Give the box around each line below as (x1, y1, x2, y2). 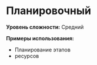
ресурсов (14, 52, 39, 59)
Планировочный (6, 4, 91, 18)
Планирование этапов (14, 46, 71, 53)
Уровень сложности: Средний (6, 23, 84, 30)
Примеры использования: (6, 35, 75, 42)
